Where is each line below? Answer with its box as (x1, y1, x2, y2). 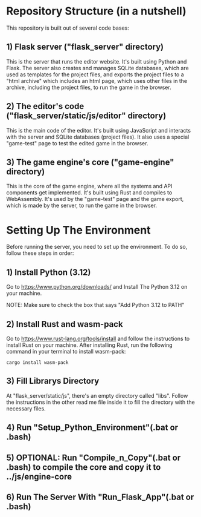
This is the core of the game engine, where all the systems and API (6, 183, 173, 190)
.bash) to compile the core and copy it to (6, 462, 161, 472)
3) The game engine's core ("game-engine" (6, 157, 174, 167)
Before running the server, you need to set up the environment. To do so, (6, 243, 188, 251)
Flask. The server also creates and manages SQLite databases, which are (6, 64, 189, 71)
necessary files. (6, 404, 46, 412)
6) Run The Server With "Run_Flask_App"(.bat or (6, 492, 194, 502)
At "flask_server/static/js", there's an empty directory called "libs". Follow (6, 392, 188, 399)
